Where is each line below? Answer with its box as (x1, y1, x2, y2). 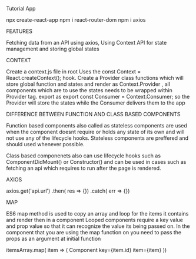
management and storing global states (6, 45, 99, 52)
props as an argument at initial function (6, 235, 101, 242)
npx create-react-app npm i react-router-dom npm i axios (6, 16, 146, 23)
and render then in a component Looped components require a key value (6, 217, 184, 223)
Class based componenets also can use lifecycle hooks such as (6, 152, 161, 159)
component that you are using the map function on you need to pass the (6, 229, 182, 236)
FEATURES (6, 28, 33, 35)
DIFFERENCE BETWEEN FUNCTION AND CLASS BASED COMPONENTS (6, 111, 181, 117)
